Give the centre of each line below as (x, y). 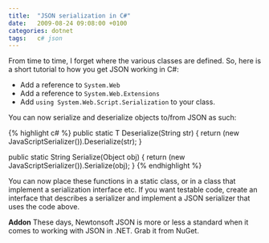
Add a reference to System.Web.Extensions (90, 94)
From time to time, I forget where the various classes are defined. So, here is (135, 61)
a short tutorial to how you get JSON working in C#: (94, 70)
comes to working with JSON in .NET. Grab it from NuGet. (104, 231)
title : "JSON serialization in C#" (69, 16)
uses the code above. (44, 207)
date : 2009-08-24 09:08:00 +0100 (68, 23)
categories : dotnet (41, 30)
